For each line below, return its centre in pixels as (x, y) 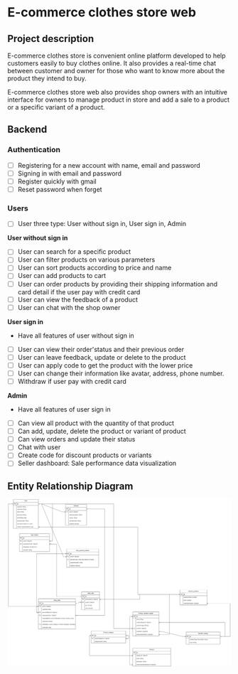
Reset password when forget (60, 189)
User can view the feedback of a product (78, 299)
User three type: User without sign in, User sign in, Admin (102, 224)
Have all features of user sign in (64, 410)
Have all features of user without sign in (76, 336)
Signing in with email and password (70, 173)
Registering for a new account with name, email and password (109, 165)
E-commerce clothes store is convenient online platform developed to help (117, 55)
